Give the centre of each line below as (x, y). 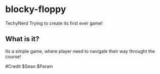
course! (13, 56)
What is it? (22, 39)
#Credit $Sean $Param (29, 66)
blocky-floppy (36, 9)
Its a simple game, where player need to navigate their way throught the (80, 51)
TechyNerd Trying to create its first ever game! (54, 23)
